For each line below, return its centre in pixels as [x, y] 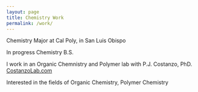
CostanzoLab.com [29, 71]
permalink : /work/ [30, 23]
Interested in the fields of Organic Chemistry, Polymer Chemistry [87, 82]
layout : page [23, 12]
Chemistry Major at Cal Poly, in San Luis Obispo [66, 41]
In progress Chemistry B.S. [40, 52]
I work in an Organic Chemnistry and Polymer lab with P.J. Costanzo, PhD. [99, 64]
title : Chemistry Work [35, 18]
